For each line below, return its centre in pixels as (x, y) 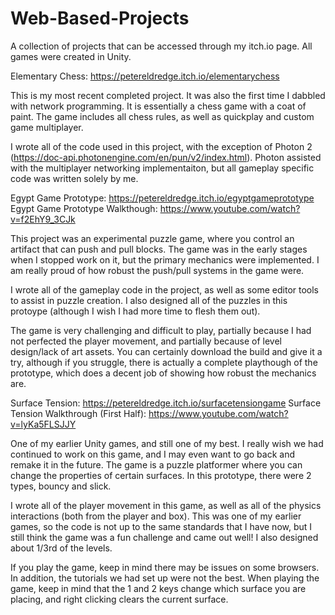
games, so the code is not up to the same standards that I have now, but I (161, 526)
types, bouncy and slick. (61, 486)
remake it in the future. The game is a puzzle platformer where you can (156, 464)
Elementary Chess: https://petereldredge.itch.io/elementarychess (145, 76)
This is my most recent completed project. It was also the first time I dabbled (168, 95)
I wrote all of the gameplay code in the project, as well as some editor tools (165, 289)
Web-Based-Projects (100, 18)
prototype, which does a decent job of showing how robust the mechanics (163, 373)
